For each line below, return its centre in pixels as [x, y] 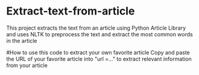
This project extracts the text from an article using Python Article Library [96, 28]
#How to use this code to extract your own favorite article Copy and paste [98, 52]
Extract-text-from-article [71, 11]
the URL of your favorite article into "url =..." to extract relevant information [99, 59]
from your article [27, 65]
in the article [22, 41]
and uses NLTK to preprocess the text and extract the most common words [99, 34]
